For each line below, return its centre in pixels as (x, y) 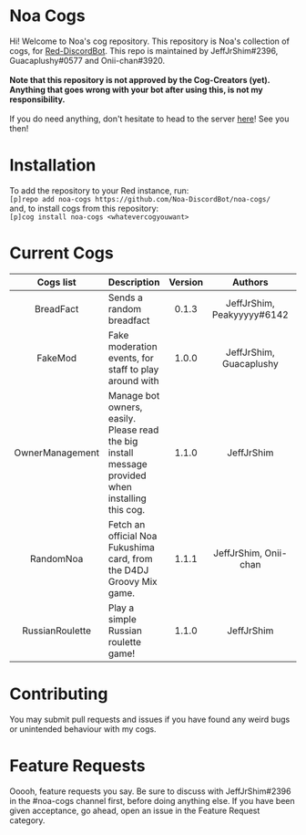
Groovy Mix (133, 581)
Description (134, 282)
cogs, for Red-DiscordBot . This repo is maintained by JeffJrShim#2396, (144, 50)
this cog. (127, 509)
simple (122, 619)
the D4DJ (128, 569)
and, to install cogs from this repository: (84, 208)
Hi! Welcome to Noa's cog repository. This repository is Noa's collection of (149, 41)
